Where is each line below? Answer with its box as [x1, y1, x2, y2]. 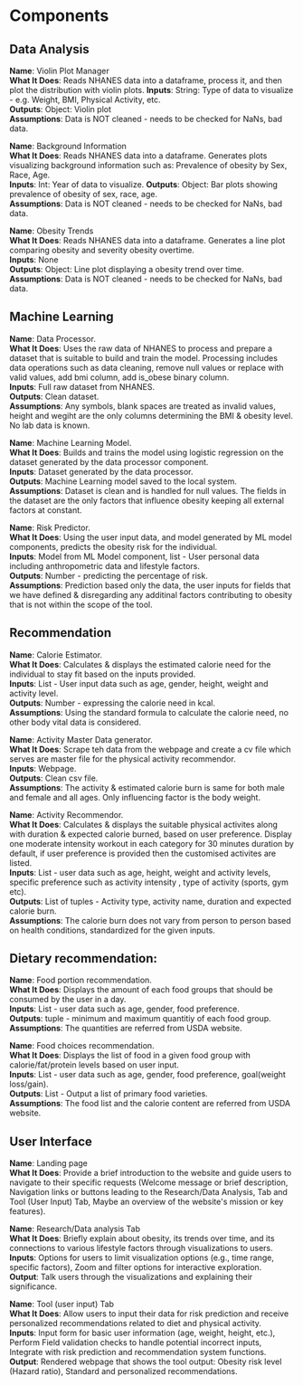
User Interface [9, 1134, 93, 1149]
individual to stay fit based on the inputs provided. [9, 669, 196, 679]
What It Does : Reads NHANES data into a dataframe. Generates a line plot [9, 235, 286, 245]
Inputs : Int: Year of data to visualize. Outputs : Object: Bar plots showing [9, 179, 279, 190]
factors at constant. [9, 504, 83, 516]
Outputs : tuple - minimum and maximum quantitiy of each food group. [9, 1013, 271, 1024]
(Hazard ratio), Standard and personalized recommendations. [9, 1366, 238, 1377]
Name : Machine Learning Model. [9, 437, 132, 448]
